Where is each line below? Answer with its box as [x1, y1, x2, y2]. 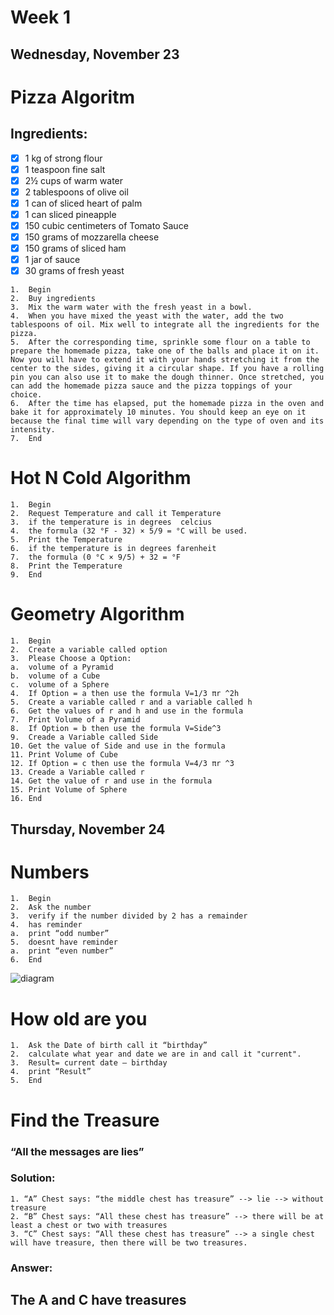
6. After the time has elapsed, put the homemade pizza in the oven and [10, 399, 325, 409]
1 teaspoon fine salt [24, 163, 106, 175]
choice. [10, 390, 43, 400]
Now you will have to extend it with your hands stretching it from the [10, 355, 320, 365]
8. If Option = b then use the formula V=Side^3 [10, 724, 222, 734]
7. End [10, 434, 43, 444]
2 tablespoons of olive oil [24, 186, 129, 198]
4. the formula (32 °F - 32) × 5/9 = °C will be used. [10, 526, 248, 536]
